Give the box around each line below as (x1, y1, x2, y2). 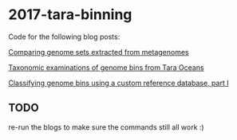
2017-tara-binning (8, 6, 132, 24)
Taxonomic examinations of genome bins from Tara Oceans (8, 62, 205, 72)
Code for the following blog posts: (8, 32, 120, 41)
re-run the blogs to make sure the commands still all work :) (8, 122, 205, 132)
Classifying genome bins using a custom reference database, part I (8, 78, 229, 87)
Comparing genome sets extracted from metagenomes (8, 47, 189, 56)
